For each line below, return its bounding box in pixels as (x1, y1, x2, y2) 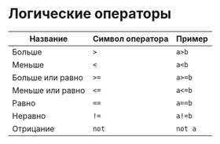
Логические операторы (8, 5, 171, 23)
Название (29, 33, 68, 44)
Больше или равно (12, 72, 84, 83)
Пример (175, 33, 208, 44)
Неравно (12, 110, 46, 121)
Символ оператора (93, 33, 169, 44)
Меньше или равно (12, 84, 86, 95)
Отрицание (12, 123, 55, 134)
